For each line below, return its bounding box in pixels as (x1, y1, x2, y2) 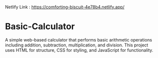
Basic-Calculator (5, 21, 75, 32)
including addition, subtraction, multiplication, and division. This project (5, 42, 149, 48)
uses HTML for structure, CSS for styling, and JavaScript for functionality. (5, 47, 154, 53)
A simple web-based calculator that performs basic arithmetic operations (5, 37, 152, 43)
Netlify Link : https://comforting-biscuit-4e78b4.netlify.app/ (5, 4, 125, 10)
